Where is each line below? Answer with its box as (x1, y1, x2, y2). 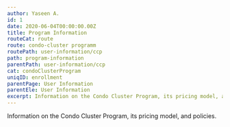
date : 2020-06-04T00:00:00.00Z (7, 23, 97, 30)
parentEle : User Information (7, 86, 90, 93)
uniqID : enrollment (7, 73, 63, 81)
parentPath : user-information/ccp (7, 61, 106, 68)
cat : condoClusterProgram (7, 67, 81, 74)
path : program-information (7, 55, 84, 62)
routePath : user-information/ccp (7, 49, 103, 56)
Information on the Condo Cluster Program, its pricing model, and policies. (7, 112, 217, 120)
